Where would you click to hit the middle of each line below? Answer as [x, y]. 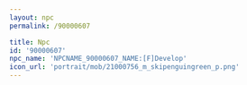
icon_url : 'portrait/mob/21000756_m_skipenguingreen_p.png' [125, 67]
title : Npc [30, 42]
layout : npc [32, 17]
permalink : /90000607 [50, 26]
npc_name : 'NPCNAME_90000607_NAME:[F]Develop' [98, 59]
